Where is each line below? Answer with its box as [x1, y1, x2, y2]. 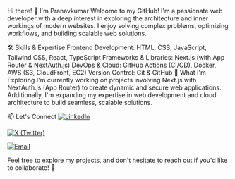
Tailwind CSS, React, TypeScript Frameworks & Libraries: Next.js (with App [7, 54, 225, 61]
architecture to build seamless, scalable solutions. [7, 99, 153, 106]
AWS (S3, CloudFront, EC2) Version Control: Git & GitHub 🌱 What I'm [7, 68, 206, 77]
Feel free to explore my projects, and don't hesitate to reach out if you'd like [7, 156, 228, 164]
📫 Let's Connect [7, 113, 57, 121]
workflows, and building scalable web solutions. [7, 29, 147, 37]
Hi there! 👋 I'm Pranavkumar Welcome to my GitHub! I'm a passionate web [7, 7, 223, 15]
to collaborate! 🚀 [7, 163, 55, 172]
